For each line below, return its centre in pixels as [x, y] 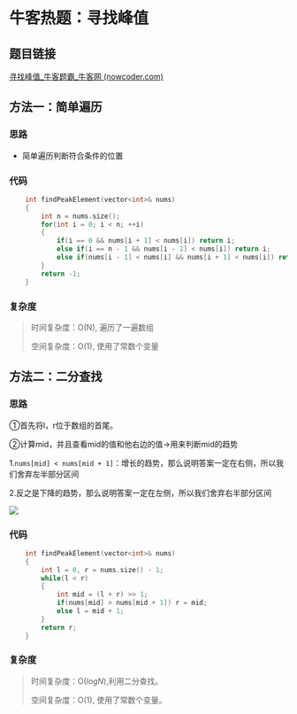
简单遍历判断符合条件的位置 [72, 155]
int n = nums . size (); [81, 216]
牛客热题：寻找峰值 [79, 18]
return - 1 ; [61, 274]
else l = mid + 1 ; [90, 611]
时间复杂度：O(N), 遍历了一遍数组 [92, 327]
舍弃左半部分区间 [48, 474]
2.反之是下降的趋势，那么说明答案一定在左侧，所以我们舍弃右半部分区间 [141, 493]
